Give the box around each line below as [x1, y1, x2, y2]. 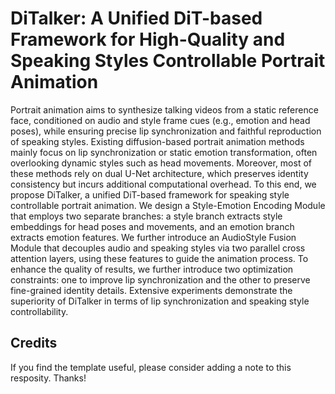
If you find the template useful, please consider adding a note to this [10, 361, 292, 373]
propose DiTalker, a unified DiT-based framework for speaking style [10, 188, 290, 201]
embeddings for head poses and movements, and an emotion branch [10, 220, 295, 232]
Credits [10, 335, 58, 352]
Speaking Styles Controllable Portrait [10, 50, 326, 72]
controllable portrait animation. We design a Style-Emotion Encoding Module [10, 199, 326, 211]
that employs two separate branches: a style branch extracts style [10, 210, 283, 222]
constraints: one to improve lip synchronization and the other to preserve [10, 273, 311, 286]
